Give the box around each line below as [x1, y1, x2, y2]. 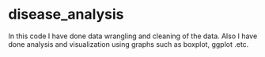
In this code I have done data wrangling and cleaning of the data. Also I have [8, 31, 258, 41]
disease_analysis [8, 5, 124, 23]
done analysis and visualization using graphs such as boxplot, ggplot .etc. [8, 39, 249, 48]
